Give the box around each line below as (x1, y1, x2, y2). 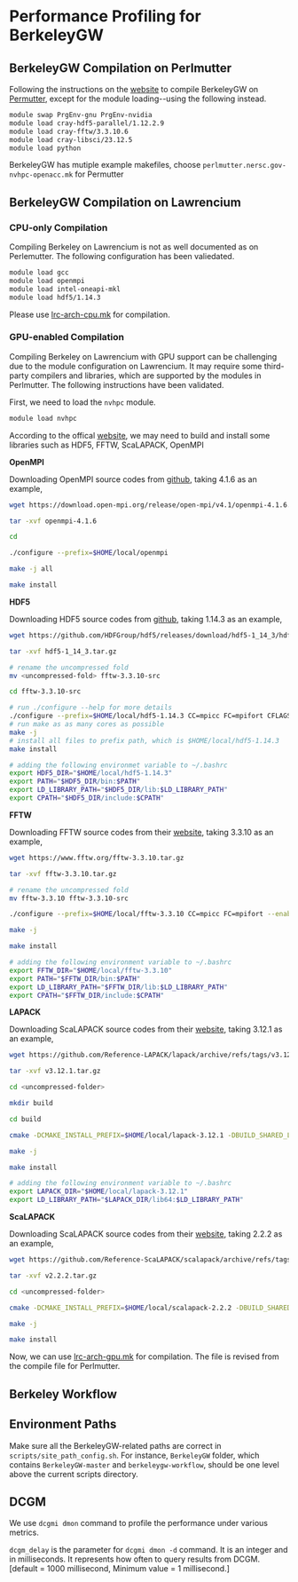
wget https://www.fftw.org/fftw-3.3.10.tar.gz (9, 853, 184, 862)
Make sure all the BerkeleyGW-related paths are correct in (9, 1440, 222, 1451)
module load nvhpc (9, 414, 77, 423)
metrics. (9, 1527, 40, 1538)
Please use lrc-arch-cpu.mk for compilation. (9, 309, 170, 320)
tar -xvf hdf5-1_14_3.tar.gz (9, 646, 117, 656)
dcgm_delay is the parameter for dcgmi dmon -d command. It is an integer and (9, 1545, 288, 1555)
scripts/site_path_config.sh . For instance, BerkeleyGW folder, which (9, 1450, 260, 1460)
